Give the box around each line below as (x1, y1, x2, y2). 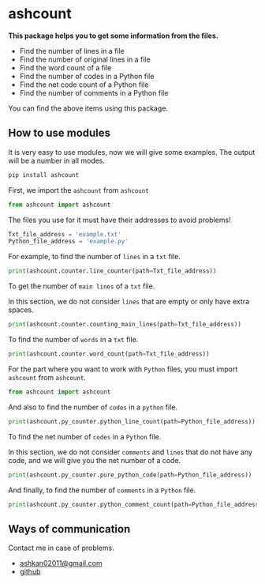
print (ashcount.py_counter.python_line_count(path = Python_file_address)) (8, 417, 256, 425)
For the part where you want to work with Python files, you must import (8, 364, 238, 374)
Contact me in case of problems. (8, 543, 114, 553)
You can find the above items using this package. (8, 104, 168, 113)
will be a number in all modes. (8, 156, 105, 165)
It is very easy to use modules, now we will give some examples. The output (8, 147, 256, 156)
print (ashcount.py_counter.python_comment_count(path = (8, 500, 192, 508)
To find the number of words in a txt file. (8, 335, 139, 344)
